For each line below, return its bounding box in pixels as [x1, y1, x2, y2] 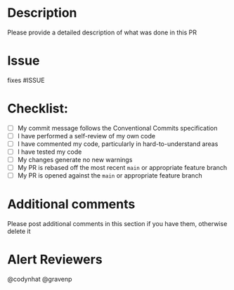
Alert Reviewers [7, 251, 103, 268]
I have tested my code [17, 147, 82, 156]
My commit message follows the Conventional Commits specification [17, 124, 218, 132]
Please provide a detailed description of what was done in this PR [7, 28, 197, 37]
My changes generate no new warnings [17, 156, 133, 164]
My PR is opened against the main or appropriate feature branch [17, 171, 202, 180]
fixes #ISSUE [7, 76, 45, 84]
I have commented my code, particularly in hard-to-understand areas [17, 139, 219, 148]
